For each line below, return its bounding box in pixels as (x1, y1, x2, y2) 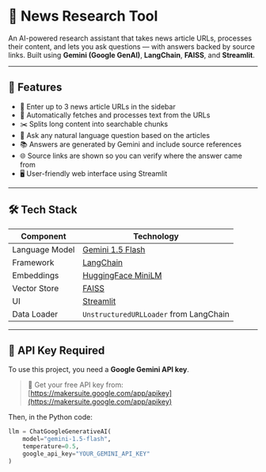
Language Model (12, 244, 75, 255)
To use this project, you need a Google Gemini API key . (8, 365, 190, 374)
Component (21, 230, 66, 241)
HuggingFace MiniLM (82, 270, 162, 281)
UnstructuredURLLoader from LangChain (82, 309, 230, 320)
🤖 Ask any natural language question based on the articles (19, 130, 211, 140)
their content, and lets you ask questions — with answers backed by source (8, 41, 256, 51)
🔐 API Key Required (8, 343, 105, 357)
